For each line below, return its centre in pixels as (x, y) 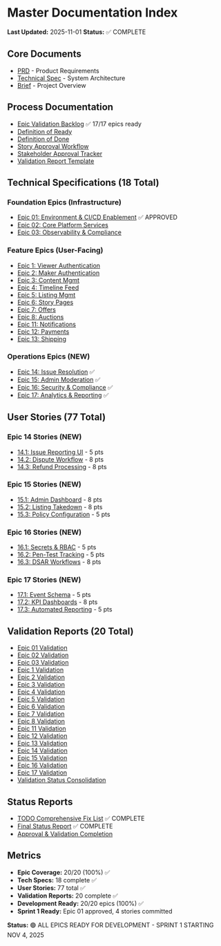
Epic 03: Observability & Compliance (69, 232)
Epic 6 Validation (41, 707)
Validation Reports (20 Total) (70, 631)
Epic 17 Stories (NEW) (44, 580)
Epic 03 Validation (43, 663)
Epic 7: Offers (37, 310)
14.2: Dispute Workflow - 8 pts (60, 459)
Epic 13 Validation (42, 744)
